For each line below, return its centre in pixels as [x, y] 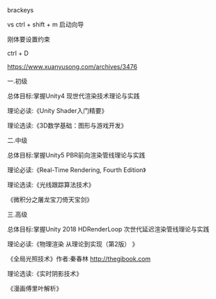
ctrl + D [18, 53]
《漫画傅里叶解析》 [35, 288]
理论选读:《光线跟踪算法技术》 [51, 185]
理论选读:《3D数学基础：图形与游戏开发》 [67, 125]
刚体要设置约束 [29, 39]
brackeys [21, 10]
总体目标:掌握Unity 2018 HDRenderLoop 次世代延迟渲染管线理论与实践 [108, 229]
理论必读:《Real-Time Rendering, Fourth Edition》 [77, 170]
